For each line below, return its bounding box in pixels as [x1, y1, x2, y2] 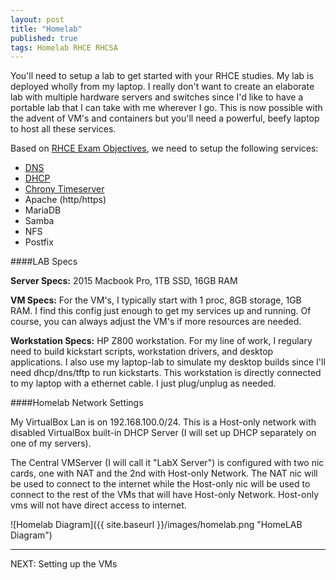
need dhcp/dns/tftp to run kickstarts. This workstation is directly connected [10, 367, 322, 379]
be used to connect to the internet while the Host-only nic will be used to [10, 478, 311, 490]
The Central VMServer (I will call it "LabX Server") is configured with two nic [10, 457, 325, 469]
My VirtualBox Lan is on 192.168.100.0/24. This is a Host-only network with [10, 416, 317, 428]
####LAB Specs [10, 256, 78, 268]
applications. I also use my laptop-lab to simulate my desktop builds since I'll [10, 356, 326, 368]
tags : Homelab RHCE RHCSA [10, 42, 118, 53]
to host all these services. [10, 123, 117, 135]
